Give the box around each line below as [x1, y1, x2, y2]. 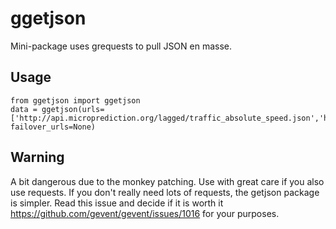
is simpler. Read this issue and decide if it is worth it [10, 197, 224, 209]
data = [10, 104, 38, 114]
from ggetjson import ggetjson [10, 95, 141, 106]
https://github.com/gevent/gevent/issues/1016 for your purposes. [10, 207, 280, 219]
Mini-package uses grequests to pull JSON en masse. [10, 40, 233, 52]
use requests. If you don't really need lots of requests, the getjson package [10, 186, 320, 198]
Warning [10, 149, 65, 166]
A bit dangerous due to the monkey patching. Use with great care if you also [10, 175, 325, 187]
